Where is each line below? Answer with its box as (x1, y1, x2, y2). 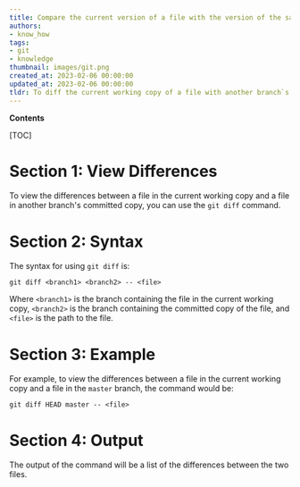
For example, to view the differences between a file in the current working (9, 374, 281, 384)
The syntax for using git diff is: (9, 261, 130, 272)
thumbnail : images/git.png (9, 63, 110, 72)
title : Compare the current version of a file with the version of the (9, 13, 281, 22)
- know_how (9, 29, 50, 38)
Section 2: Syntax (9, 231, 144, 251)
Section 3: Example (9, 344, 156, 365)
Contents (9, 113, 45, 123)
